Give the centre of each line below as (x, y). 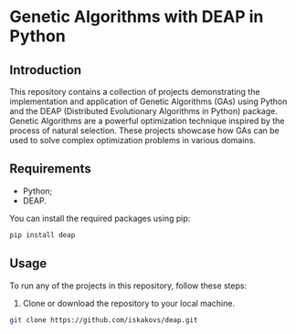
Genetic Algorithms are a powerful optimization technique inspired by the (147, 121)
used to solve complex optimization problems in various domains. (132, 140)
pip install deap (42, 235)
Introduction (46, 70)
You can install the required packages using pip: (100, 218)
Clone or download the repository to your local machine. (129, 303)
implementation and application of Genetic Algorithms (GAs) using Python (148, 101)
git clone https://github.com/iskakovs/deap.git (104, 320)
